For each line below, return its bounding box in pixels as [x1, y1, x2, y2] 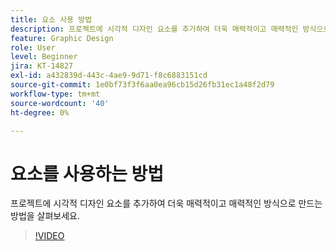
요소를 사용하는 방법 [10, 162, 165, 185]
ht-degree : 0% [10, 107, 70, 118]
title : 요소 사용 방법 [10, 14, 93, 25]
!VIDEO [34, 230, 65, 242]
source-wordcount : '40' [10, 98, 110, 108]
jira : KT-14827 [10, 61, 74, 71]
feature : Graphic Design [10, 33, 114, 43]
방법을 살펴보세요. [10, 210, 81, 222]
